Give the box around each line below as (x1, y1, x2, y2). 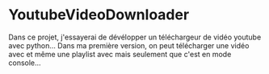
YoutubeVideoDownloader (8, 6, 190, 24)
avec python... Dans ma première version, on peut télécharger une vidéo (8, 40, 250, 50)
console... (8, 58, 42, 68)
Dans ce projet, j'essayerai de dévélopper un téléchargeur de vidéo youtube (8, 32, 262, 42)
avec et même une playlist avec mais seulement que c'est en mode (8, 49, 232, 59)
